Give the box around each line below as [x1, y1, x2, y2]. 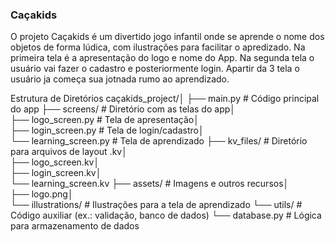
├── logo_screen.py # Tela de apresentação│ [10, 114, 200, 126]
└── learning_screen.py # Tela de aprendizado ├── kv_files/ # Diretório [10, 135, 308, 147]
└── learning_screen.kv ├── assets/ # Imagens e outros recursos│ [10, 178, 290, 190]
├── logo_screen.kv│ [10, 156, 100, 168]
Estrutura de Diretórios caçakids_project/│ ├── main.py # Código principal [10, 93, 320, 105]
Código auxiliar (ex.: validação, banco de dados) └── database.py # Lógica [10, 209, 322, 222]
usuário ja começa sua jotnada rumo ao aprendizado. [10, 73, 230, 85]
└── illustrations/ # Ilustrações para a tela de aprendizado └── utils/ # [10, 199, 303, 211]
